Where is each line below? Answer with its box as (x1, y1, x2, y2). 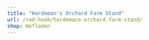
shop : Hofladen (7, 22, 51, 29)
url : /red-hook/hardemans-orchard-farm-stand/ (7, 16, 143, 23)
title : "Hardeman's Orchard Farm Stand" (7, 9, 125, 17)
